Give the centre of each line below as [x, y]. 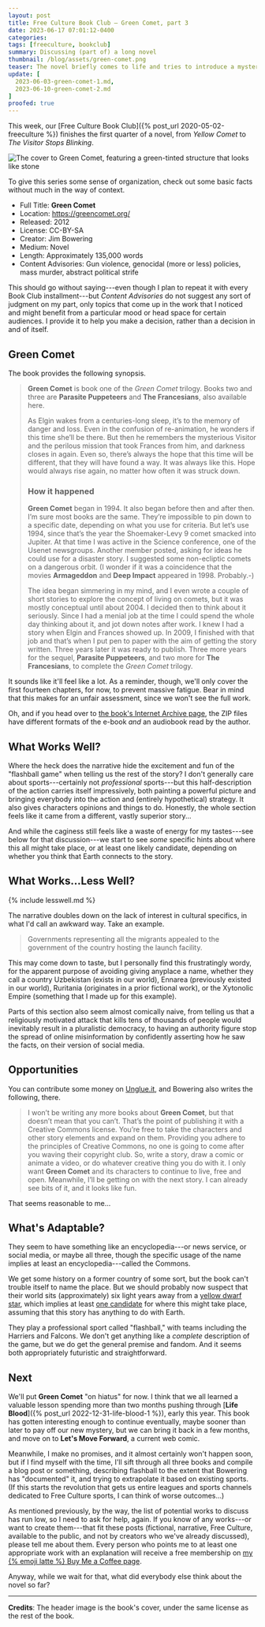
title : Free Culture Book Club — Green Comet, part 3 [99, 23]
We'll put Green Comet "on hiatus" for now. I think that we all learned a [123, 1397]
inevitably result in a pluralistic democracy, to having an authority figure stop [132, 1028]
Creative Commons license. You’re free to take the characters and [134, 1129]
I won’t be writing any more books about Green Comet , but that [131, 1112]
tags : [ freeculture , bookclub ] [60, 45]
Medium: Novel [44, 247]
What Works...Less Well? [72, 881]
